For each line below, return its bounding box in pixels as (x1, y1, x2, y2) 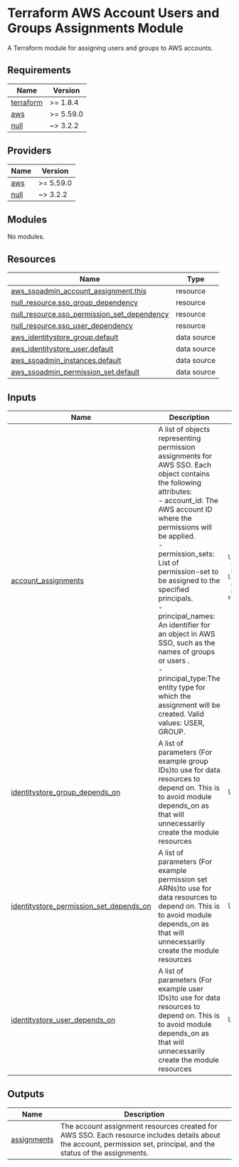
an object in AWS (158, 629, 216, 638)
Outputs (7, 1088, 45, 1100)
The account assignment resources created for (60, 1121, 218, 1131)
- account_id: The (158, 496, 219, 505)
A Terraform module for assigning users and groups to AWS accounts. (7, 43, 213, 52)
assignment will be (158, 700, 221, 709)
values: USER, (158, 718, 205, 727)
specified (158, 585, 190, 594)
